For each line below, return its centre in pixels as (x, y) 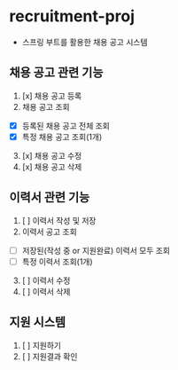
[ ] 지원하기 (42, 345)
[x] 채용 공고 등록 (52, 96)
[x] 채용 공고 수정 (52, 155)
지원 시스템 (38, 323)
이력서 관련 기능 (50, 197)
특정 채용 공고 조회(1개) (62, 137)
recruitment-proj (72, 16)
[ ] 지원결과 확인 (50, 356)
